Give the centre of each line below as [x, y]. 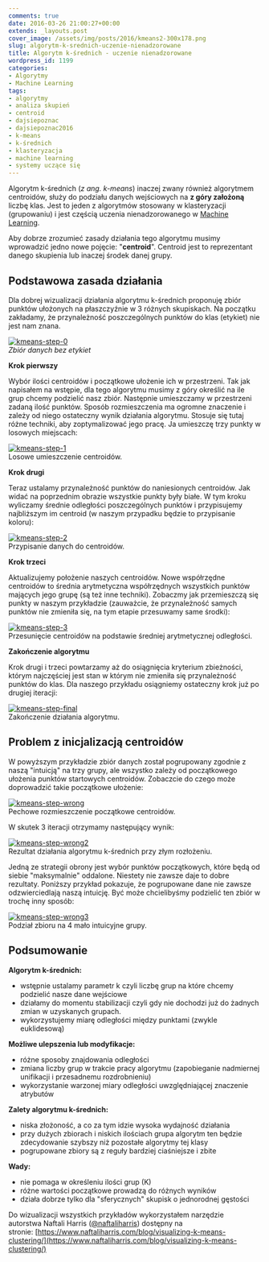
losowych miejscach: [43, 432]
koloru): [21, 522]
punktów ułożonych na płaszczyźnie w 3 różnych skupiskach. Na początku [132, 308]
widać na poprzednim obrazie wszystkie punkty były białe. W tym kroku [127, 496]
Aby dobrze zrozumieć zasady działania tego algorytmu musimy [114, 238]
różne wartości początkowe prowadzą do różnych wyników [118, 1190]
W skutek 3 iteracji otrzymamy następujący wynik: [92, 827]
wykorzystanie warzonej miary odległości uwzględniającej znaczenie [134, 1085]
